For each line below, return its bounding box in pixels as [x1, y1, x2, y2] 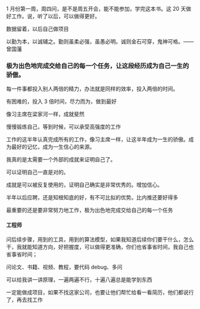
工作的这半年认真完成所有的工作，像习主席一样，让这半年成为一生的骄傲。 [6, 136, 189, 143]
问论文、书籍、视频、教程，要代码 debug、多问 [6, 263, 123, 270]
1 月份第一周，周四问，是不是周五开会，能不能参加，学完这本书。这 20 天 [6, 5, 186, 12]
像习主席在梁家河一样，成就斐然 [6, 111, 85, 118]
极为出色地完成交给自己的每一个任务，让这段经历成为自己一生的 [6, 61, 189, 70]
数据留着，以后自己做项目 [6, 26, 69, 32]
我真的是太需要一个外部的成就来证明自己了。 [6, 156, 116, 163]
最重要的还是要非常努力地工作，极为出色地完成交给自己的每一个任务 [6, 207, 173, 214]
